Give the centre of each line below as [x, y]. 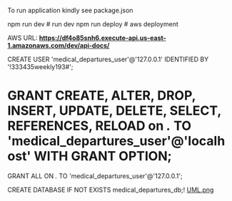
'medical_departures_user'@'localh [116, 141]
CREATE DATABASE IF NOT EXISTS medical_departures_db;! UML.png [111, 190]
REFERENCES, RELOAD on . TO [99, 126]
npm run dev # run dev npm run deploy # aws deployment [93, 24]
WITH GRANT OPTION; [103, 156]
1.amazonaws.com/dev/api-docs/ [59, 45]
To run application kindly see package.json [70, 10]
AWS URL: [22, 38]
